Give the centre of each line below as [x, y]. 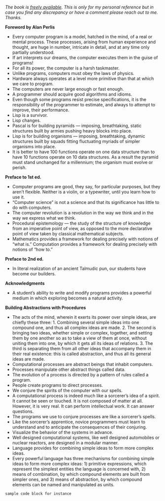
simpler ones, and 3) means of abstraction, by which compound [77, 479]
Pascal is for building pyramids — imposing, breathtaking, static [77, 126]
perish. [19, 167]
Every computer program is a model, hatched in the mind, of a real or [82, 37]
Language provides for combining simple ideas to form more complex [83, 448]
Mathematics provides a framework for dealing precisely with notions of [85, 239]
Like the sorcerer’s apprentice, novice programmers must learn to [79, 422]
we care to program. [33, 84]
